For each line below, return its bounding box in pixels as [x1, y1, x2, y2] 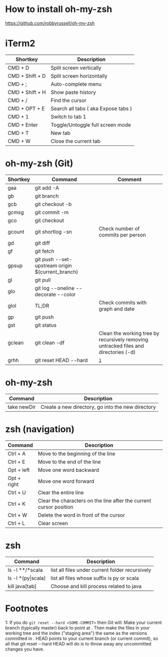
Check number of [98, 225, 140, 232]
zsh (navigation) [5, 423, 75, 435]
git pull [34, 276, 51, 283]
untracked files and [98, 342, 144, 349]
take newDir [7, 403, 36, 410]
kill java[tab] [7, 583, 36, 590]
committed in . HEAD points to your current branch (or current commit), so [5, 635, 158, 641]
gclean [7, 339, 24, 346]
